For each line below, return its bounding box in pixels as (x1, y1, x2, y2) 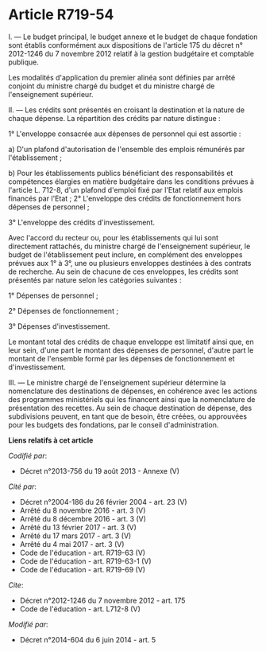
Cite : (8, 580, 24, 590)
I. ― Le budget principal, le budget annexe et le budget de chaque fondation (8, 32, 258, 41)
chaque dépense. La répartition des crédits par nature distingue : (8, 113, 221, 123)
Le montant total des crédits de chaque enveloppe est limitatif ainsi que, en (8, 337, 254, 346)
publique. (8, 57, 40, 67)
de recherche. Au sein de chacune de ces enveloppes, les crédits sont (8, 267, 239, 276)
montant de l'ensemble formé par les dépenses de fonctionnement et (8, 353, 236, 363)
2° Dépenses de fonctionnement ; (8, 306, 119, 315)
